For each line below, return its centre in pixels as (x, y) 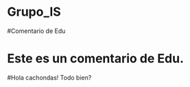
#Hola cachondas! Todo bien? (49, 77)
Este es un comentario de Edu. (95, 59)
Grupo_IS (34, 12)
